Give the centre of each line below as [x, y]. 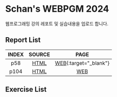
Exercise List [26, 90]
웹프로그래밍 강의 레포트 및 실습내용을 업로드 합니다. [57, 23]
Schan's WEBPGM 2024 [57, 9]
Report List [23, 40]
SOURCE [39, 54]
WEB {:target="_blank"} [82, 63]
